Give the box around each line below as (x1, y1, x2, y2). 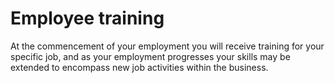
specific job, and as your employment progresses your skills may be (10, 50, 291, 62)
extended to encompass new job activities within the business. (10, 61, 269, 73)
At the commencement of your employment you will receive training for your (10, 40, 325, 52)
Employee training (10, 7, 165, 30)
